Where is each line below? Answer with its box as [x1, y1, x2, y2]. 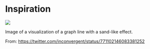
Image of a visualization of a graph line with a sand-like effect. [5, 28, 133, 35]
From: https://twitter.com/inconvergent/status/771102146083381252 [5, 38, 145, 44]
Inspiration [5, 3, 51, 15]
